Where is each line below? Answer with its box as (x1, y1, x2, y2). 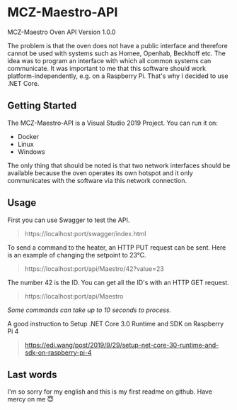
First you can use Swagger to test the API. (7, 216, 130, 224)
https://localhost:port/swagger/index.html (24, 229, 146, 238)
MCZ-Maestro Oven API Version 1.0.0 (7, 28, 116, 36)
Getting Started (7, 100, 77, 112)
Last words (7, 368, 57, 380)
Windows (17, 147, 45, 156)
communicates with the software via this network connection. (7, 176, 187, 184)
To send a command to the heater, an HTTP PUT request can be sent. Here (7, 243, 226, 252)
